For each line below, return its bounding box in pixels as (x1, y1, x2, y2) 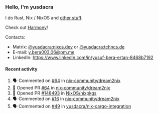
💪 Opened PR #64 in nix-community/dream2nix (12, 84, 110, 90)
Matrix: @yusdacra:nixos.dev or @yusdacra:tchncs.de (12, 44, 125, 50)
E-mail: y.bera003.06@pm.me (12, 49, 75, 55)
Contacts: (5, 34, 26, 40)
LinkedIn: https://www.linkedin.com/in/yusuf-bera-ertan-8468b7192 (12, 54, 154, 60)
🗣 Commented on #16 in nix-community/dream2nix (12, 95, 120, 101)
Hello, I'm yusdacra (5, 3, 54, 10)
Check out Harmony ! (5, 24, 48, 30)
